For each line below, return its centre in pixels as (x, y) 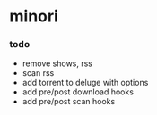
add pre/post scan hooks (69, 102)
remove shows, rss (57, 63)
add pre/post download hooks (78, 92)
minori (34, 16)
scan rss (38, 73)
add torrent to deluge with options (85, 83)
